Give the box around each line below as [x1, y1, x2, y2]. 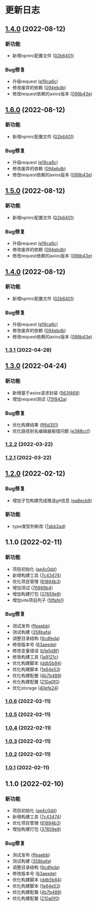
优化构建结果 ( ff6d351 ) [12, 422, 58, 428]
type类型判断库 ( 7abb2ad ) [12, 523, 66, 529]
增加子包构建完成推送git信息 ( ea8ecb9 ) [12, 497, 93, 503]
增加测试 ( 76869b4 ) [12, 584, 53, 591]
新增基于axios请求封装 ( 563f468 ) [12, 390, 80, 396]
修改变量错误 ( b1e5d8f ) [12, 647, 59, 653]
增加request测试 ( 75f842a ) [12, 396, 67, 402]
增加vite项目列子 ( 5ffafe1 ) [12, 597, 64, 603]
